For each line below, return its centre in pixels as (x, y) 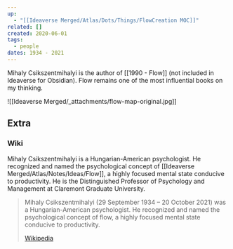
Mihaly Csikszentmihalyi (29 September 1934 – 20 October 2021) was (125, 202)
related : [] (25, 27)
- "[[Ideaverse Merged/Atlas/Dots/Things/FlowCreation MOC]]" (106, 20)
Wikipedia (39, 238)
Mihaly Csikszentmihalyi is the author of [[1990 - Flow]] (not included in (111, 73)
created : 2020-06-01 (38, 33)
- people (26, 46)
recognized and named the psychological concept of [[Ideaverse (101, 166)
